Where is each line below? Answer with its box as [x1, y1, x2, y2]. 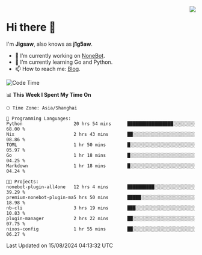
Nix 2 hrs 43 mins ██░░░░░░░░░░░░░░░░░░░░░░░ [6, 131, 195, 137]
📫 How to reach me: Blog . [14, 65, 81, 72]
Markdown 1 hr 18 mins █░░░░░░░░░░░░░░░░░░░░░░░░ [6, 162, 195, 169]
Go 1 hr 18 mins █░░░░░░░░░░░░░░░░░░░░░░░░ [6, 152, 195, 158]
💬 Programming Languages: [6, 115, 71, 121]
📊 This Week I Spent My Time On [6, 91, 91, 98]
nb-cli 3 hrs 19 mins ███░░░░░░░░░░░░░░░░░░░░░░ [6, 204, 195, 211]
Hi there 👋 [6, 20, 56, 34]
